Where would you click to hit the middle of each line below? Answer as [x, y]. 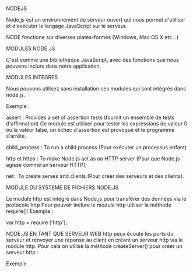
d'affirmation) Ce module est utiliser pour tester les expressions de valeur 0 [97, 124]
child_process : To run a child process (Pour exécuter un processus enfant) [96, 147]
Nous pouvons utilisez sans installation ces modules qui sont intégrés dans [96, 89]
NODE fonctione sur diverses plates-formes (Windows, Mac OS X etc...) [92, 37]
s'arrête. [16, 136]
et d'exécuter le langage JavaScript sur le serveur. [66, 26]
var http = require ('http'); [37, 222]
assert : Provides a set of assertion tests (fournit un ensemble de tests [90, 117]
